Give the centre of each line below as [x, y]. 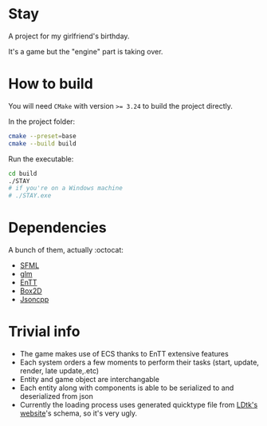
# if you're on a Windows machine [66, 189]
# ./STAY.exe [30, 196]
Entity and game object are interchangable [89, 379]
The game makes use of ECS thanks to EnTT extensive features [124, 354]
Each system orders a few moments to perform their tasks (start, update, [139, 362]
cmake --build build [43, 143]
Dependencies [57, 228]
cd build [23, 173]
